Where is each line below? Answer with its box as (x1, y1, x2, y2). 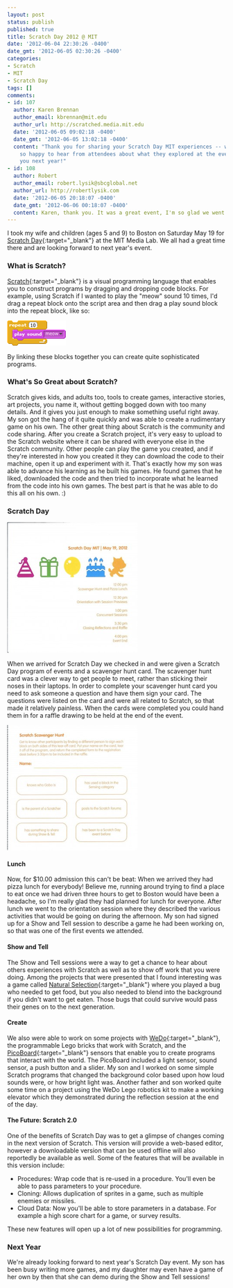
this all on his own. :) (7, 488, 66, 497)
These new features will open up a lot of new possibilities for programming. (7, 1225, 223, 1233)
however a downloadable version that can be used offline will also (7, 1146, 196, 1155)
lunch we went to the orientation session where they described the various (7, 905, 221, 913)
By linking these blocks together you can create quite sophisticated (7, 352, 200, 361)
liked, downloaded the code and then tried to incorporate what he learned (7, 474, 218, 482)
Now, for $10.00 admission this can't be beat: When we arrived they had (7, 875, 214, 884)
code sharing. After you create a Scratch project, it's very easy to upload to (7, 429, 223, 438)
